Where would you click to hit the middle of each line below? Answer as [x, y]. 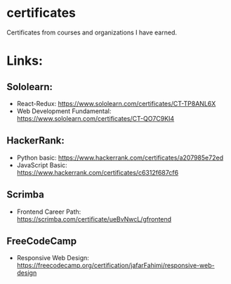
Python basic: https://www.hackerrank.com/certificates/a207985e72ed [120, 157]
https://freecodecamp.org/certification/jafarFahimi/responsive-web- [115, 266]
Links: [25, 61]
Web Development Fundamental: [64, 111]
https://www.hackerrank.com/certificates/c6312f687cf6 [98, 172]
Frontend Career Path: [49, 212]
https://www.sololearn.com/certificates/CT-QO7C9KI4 [95, 118]
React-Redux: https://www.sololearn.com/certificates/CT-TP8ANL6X [116, 103]
